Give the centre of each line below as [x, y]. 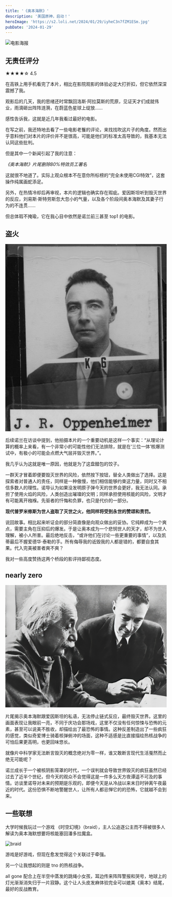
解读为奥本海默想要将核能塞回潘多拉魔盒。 [50, 833]
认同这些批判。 [21, 143]
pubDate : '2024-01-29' [29, 27]
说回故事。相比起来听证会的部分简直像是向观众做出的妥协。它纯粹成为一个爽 [86, 522]
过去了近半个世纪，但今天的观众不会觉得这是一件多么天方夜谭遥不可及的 [81, 776]
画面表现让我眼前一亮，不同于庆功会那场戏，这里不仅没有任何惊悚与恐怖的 [84, 722]
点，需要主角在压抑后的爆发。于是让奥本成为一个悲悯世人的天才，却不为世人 [86, 529]
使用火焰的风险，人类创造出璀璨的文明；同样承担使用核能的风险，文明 [88, 494]
